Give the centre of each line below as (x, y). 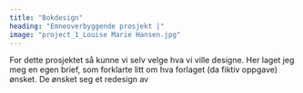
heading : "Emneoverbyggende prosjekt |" (87, 26)
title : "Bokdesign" (46, 18)
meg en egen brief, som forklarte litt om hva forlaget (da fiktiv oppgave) (144, 70)
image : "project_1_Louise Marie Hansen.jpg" (95, 34)
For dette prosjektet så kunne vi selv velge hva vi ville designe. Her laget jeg (152, 60)
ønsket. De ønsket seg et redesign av (79, 79)
